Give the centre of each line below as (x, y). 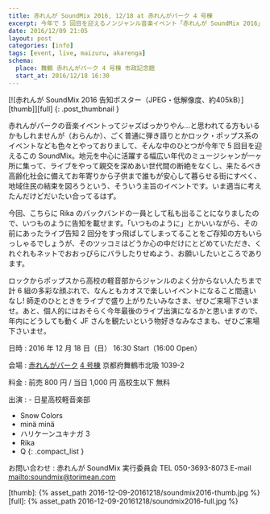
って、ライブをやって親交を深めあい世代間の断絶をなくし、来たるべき (145, 165)
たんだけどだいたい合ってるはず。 (64, 196)
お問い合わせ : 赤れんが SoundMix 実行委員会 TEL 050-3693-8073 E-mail (130, 467)
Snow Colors (41, 415)
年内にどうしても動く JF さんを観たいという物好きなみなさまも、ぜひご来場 (134, 321)
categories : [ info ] (41, 46)
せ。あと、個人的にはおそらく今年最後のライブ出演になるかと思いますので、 (135, 310)
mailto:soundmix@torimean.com (62, 477)
